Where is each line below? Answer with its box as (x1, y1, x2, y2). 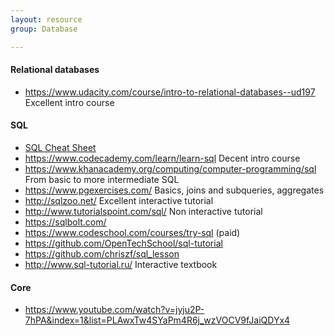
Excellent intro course (24, 96, 115, 108)
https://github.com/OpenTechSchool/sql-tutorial (24, 237, 223, 249)
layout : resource (10, 14, 83, 25)
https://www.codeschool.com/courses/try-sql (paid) (24, 226, 241, 238)
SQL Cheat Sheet (24, 141, 97, 153)
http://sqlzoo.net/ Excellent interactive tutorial (24, 194, 214, 206)
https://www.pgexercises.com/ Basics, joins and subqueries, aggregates (24, 184, 325, 196)
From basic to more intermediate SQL (24, 173, 180, 185)
